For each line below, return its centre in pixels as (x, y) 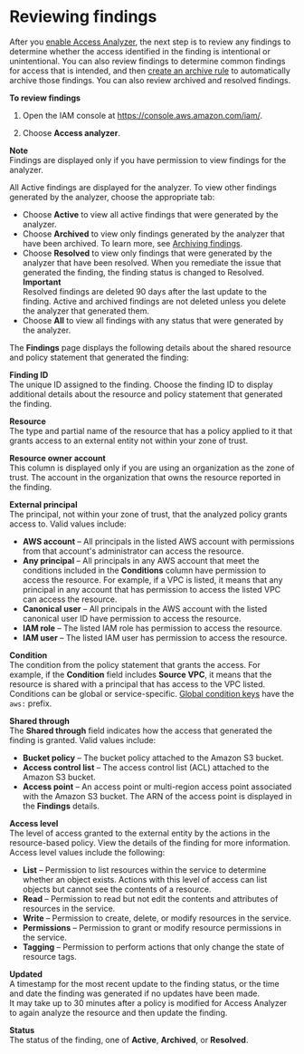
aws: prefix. (31, 703)
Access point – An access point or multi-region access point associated (157, 787)
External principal (43, 504)
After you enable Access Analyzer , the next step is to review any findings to (150, 42)
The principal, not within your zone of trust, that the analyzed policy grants (148, 514)
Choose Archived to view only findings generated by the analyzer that (153, 234)
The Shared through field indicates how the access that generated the (141, 730)
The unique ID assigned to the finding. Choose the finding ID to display (141, 384)
